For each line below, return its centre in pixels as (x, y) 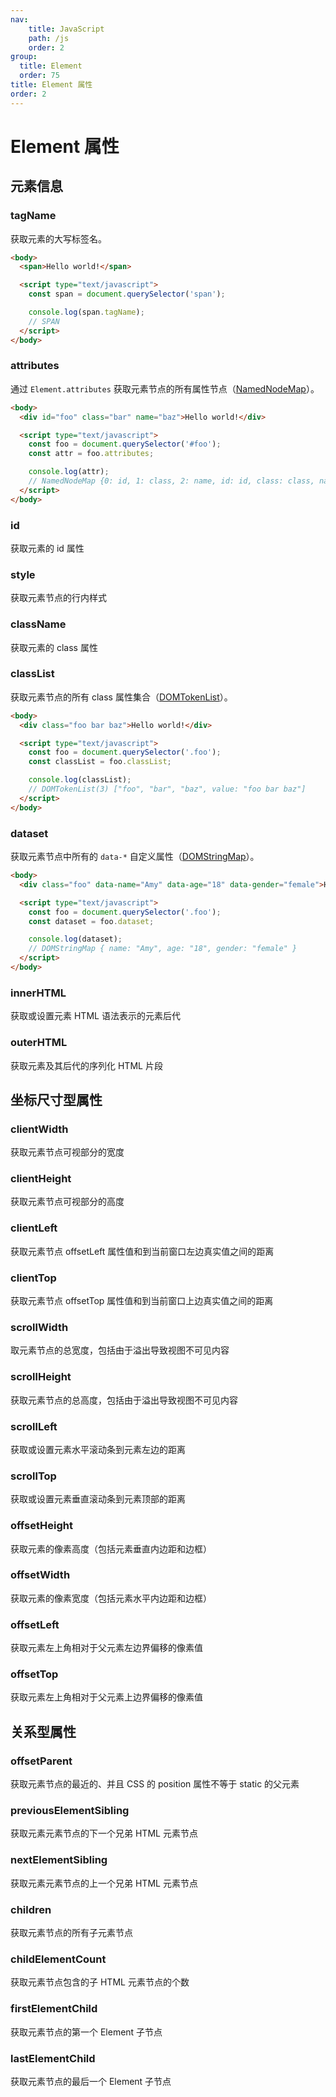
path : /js (49, 38)
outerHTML (39, 1043)
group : (24, 57)
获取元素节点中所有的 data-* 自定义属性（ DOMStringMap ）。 (135, 857)
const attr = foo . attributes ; (91, 454)
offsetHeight (41, 1526)
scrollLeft (34, 1426)
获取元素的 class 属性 (54, 647)
